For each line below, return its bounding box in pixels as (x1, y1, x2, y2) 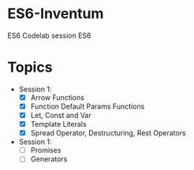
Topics (7, 58, 53, 76)
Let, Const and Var (30, 111, 91, 120)
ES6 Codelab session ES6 (7, 31, 91, 40)
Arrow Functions (30, 92, 84, 102)
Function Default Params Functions (30, 102, 145, 111)
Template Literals (30, 120, 88, 129)
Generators (30, 154, 68, 164)
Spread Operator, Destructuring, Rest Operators (30, 128, 186, 138)
